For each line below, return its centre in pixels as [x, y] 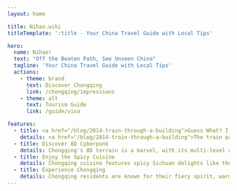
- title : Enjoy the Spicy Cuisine [64, 157]
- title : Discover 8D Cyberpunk [61, 144]
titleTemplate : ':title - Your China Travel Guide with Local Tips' [110, 33]
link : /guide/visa [53, 111]
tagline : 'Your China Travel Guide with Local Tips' [93, 66]
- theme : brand [42, 78]
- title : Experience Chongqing [60, 170]
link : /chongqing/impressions [70, 92]
